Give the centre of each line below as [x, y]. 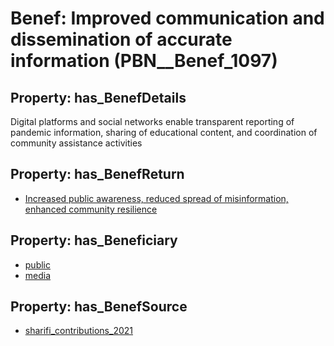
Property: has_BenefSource [99, 307]
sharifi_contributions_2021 [78, 331]
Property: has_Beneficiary [94, 240]
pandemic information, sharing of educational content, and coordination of [164, 132]
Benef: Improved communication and [167, 18]
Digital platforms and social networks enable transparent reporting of [152, 121]
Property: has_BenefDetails [98, 97]
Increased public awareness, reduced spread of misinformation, [156, 198]
